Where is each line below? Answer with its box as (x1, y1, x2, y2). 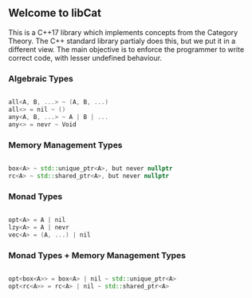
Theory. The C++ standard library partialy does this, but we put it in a (8, 36, 236, 46)
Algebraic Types (8, 73, 73, 84)
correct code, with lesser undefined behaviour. (8, 53, 162, 62)
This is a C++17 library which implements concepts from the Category (8, 27, 238, 37)
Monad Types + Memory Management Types (8, 249, 186, 260)
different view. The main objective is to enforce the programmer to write (8, 44, 245, 54)
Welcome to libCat (8, 6, 102, 20)
